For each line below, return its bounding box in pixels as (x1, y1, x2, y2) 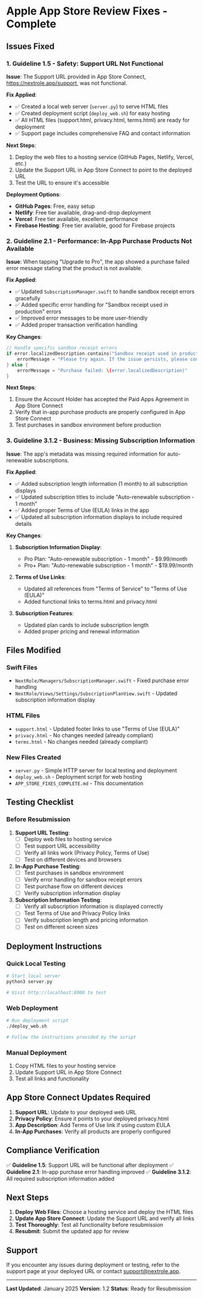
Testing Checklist (6, 797, 74, 807)
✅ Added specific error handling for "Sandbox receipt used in (14, 301, 169, 309)
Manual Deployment (6, 1048, 67, 1057)
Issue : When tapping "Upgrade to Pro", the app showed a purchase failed (6, 258, 190, 265)
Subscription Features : (14, 609, 74, 617)
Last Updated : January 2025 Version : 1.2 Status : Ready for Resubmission (6, 1285, 192, 1293)
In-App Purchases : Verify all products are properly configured (14, 1128, 171, 1135)
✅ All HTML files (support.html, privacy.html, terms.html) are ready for (14, 116, 190, 123)
